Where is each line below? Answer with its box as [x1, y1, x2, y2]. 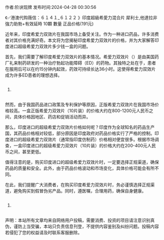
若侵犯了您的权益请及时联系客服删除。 [5, 229, 82, 235]
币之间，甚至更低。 [5, 148, 44, 154]
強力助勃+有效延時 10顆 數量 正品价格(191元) [5, 21, 94, 26]
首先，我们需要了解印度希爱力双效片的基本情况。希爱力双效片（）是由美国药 [5, 54, 159, 60]
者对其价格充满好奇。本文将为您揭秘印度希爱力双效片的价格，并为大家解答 [5, 37, 155, 43]
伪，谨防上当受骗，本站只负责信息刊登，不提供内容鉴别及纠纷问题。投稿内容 [5, 223, 159, 229]
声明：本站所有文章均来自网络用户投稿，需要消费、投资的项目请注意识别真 [5, 217, 155, 223]
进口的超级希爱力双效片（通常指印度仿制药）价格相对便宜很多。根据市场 [9, 136, 155, 142]
